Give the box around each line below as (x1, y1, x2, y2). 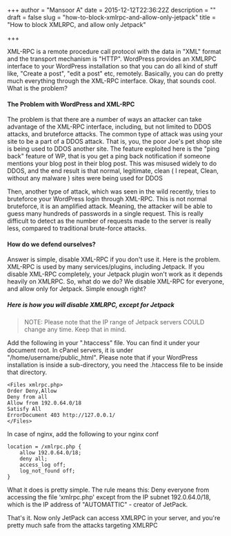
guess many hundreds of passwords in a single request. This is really (7, 210, 203, 218)
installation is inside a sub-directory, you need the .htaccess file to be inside (7, 361, 223, 369)
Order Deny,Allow (7, 387, 57, 395)
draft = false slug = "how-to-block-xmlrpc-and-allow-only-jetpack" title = (7, 13, 216, 21)
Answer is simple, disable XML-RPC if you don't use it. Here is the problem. (7, 255, 221, 264)
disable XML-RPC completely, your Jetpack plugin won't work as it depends (7, 270, 223, 279)
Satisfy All (7, 406, 41, 413)
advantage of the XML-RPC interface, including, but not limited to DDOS (7, 122, 212, 131)
